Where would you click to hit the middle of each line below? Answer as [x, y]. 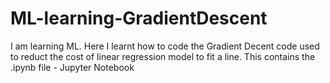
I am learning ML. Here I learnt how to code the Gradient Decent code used [165, 46]
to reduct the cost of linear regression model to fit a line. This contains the [163, 56]
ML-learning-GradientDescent [139, 18]
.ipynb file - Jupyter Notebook [72, 67]
